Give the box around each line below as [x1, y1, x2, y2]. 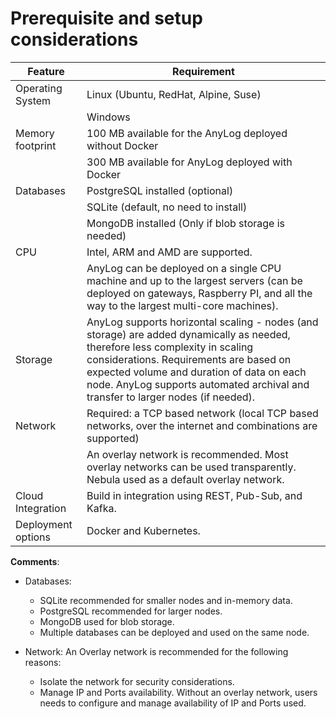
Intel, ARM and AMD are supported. [86, 245, 253, 259]
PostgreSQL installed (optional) [86, 183, 234, 197]
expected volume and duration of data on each [86, 365, 307, 379]
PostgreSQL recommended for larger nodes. [39, 605, 223, 617]
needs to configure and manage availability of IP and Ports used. [39, 697, 307, 709]
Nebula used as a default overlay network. [86, 472, 285, 486]
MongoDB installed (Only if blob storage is [86, 216, 285, 230]
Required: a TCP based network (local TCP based [86, 406, 319, 420]
